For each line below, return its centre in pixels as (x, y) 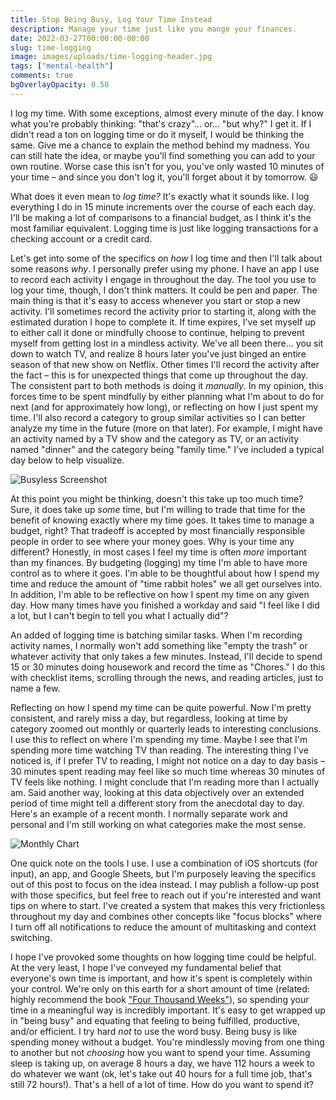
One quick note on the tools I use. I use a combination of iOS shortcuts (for (164, 863)
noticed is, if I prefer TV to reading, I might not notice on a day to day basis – (168, 760)
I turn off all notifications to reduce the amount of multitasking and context (163, 927)
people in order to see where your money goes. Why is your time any (152, 541)
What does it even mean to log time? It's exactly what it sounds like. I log (160, 196)
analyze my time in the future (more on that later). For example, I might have (166, 428)
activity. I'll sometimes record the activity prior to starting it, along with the (163, 311)
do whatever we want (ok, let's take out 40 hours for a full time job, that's (161, 1073)
